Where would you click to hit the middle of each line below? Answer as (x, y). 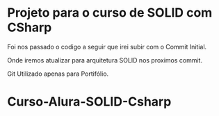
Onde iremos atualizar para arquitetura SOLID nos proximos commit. (105, 60)
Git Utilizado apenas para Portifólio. (58, 74)
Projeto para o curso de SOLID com (110, 13)
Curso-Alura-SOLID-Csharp (89, 102)
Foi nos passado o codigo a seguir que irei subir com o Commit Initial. (107, 47)
